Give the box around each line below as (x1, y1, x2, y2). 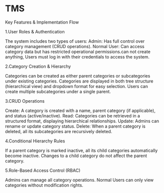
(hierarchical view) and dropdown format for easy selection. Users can (5, 83, 148, 89)
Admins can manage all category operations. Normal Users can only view (5, 177, 154, 183)
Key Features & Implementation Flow (5, 19, 79, 25)
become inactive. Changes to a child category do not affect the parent (5, 153, 147, 159)
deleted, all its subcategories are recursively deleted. (5, 128, 112, 134)
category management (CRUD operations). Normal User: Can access (5, 43, 145, 49)
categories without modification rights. (5, 182, 83, 188)
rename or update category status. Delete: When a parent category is (5, 123, 146, 129)
